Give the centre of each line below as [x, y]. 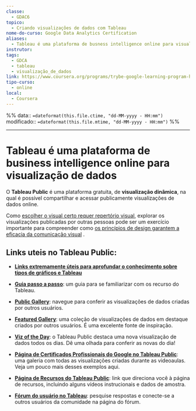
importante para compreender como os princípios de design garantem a [93, 228]
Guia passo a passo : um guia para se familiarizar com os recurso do [97, 284]
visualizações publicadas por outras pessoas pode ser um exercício [87, 222]
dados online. [22, 204]
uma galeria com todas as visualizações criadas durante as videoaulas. [100, 361]
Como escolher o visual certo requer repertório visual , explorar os [85, 215]
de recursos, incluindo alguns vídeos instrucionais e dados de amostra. [100, 385]
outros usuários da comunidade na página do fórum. [78, 402]
